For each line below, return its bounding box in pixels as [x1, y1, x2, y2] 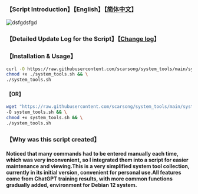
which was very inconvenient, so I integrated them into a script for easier [6, 156, 189, 163]
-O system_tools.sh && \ [6, 109, 67, 116]
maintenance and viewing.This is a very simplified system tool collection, [6, 163, 190, 170]
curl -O [6, 66, 25, 72]
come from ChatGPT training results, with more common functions [6, 175, 173, 182]
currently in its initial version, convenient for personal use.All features [6, 169, 181, 176]
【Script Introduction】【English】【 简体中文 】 [6, 5, 137, 13]
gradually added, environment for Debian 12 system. [6, 182, 137, 189]
